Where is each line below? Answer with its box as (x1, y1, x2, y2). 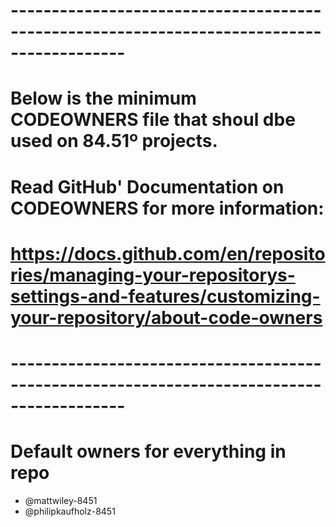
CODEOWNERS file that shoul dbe (10, 109, 296, 131)
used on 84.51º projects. (10, 130, 218, 153)
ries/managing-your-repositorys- (10, 264, 296, 286)
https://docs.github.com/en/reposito (10, 242, 326, 265)
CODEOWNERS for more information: (10, 197, 325, 219)
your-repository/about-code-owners (10, 306, 323, 329)
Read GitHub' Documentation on (10, 175, 285, 198)
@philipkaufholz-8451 (24, 505, 116, 517)
